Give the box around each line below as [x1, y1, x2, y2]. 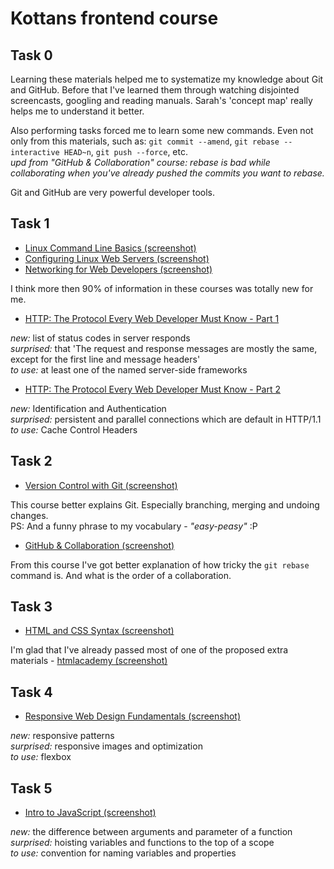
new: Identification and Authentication [10, 402, 167, 414]
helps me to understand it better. [10, 105, 145, 117]
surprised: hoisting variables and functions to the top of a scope [10, 837, 275, 849]
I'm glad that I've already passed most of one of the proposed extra [10, 644, 289, 656]
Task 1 [10, 215, 50, 232]
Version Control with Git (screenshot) [24, 479, 178, 491]
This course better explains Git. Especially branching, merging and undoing [10, 498, 320, 511]
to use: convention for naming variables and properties [10, 847, 237, 859]
